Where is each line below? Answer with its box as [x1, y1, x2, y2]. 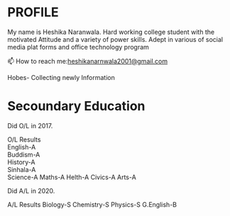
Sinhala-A [7, 165, 36, 174]
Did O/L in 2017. [7, 121, 53, 130]
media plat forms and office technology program [7, 42, 149, 51]
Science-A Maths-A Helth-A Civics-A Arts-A [7, 173, 136, 181]
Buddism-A [7, 150, 40, 159]
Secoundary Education [7, 98, 146, 114]
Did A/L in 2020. [7, 186, 55, 195]
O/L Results [7, 135, 41, 144]
